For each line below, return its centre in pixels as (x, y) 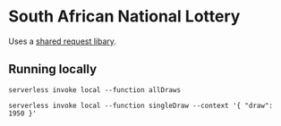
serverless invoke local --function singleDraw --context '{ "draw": (141, 105)
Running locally (53, 69)
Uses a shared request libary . (63, 41)
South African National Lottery (124, 17)
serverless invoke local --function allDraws (94, 90)
